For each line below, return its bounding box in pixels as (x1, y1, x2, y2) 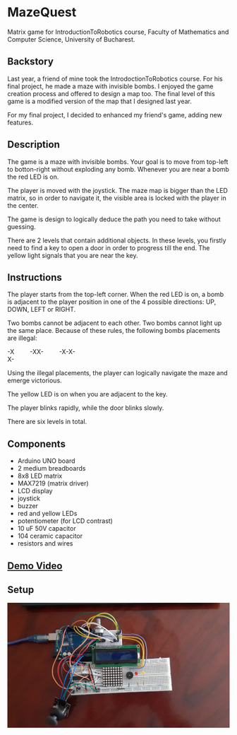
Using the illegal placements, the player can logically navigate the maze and (7, 369, 228, 377)
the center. (7, 201, 39, 209)
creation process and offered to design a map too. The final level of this (7, 89, 215, 98)
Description (7, 139, 60, 151)
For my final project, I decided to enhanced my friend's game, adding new (7, 110, 222, 119)
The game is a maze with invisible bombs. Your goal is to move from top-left (7, 157, 229, 166)
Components (7, 437, 66, 449)
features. (7, 118, 34, 127)
